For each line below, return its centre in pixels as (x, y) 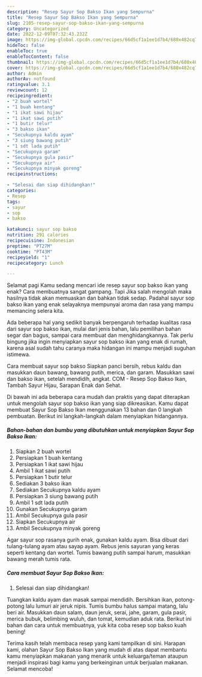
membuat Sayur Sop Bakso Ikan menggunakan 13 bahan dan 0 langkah (95, 410)
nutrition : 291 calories (38, 235)
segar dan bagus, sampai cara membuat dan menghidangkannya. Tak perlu (100, 335)
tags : (13, 202)
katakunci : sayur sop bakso (42, 229)
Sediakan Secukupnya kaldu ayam (58, 490)
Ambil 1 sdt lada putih (42, 502)
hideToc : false (26, 46)
